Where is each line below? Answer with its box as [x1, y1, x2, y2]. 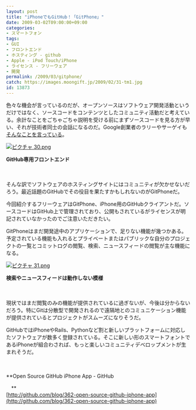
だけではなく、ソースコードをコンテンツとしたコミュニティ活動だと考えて [6, 109, 185, 116]
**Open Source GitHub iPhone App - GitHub [6, 373, 114, 380]
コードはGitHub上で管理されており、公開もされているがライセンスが [16, 207, 181, 214]
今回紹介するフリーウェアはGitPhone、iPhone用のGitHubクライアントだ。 [6, 200, 184, 207]
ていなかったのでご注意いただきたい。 [21, 215, 114, 222]
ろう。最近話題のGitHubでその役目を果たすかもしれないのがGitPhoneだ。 [6, 188, 183, 195]
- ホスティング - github [6, 52, 61, 58]
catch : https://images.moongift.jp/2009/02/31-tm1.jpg [6, 80, 143, 86]
